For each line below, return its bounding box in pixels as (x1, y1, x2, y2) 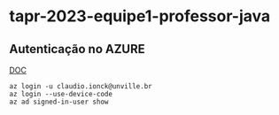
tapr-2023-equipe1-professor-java (9, 6, 271, 27)
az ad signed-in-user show (9, 97, 109, 106)
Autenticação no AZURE (9, 42, 146, 57)
